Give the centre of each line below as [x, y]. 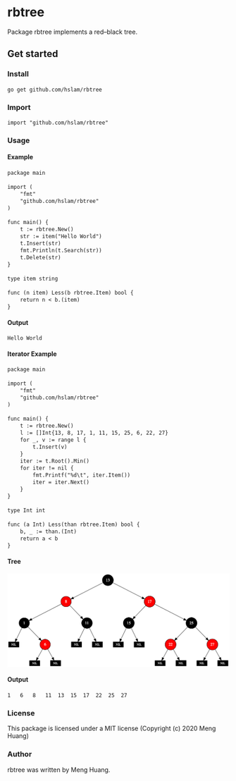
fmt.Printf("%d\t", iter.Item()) [82, 475]
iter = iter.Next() [61, 482]
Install [18, 74]
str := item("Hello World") [61, 237]
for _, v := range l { [53, 440]
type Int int [26, 511]
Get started [33, 54]
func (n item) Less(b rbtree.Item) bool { [70, 293]
